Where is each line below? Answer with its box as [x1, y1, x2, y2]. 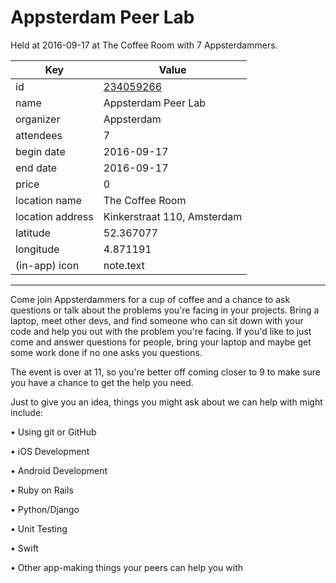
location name [15, 193, 82, 207]
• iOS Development [10, 445, 90, 457]
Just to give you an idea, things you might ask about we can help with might [10, 396, 323, 408]
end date [15, 161, 58, 175]
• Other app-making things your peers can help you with [10, 561, 244, 573]
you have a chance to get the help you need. [10, 376, 194, 388]
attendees [15, 128, 63, 142]
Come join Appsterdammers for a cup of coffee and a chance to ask [10, 293, 291, 305]
